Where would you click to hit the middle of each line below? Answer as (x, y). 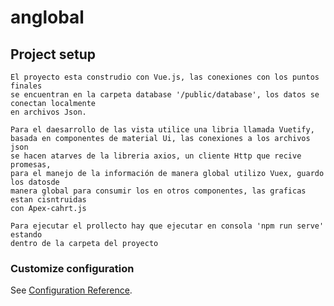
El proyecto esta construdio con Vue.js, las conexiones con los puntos (165, 77)
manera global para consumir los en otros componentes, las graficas (158, 191)
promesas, (31, 165)
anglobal (47, 17)
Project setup (53, 54)
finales (26, 86)
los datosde (35, 182)
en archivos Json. (48, 112)
